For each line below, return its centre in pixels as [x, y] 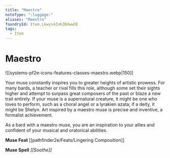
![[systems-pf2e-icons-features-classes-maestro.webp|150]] [69, 73]
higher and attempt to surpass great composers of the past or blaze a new [83, 93]
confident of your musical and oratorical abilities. [56, 130]
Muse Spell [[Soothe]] [29, 150]
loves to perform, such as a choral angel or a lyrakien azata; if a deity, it [80, 104]
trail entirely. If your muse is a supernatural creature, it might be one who [81, 99]
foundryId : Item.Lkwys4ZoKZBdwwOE [42, 24]
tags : [11, 29]
